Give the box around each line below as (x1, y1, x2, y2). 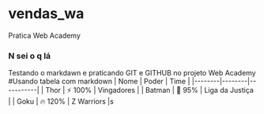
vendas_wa (8, 5, 85, 23)
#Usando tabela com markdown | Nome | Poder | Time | (8, 76, 190, 86)
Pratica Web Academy (8, 31, 81, 40)
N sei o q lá (8, 50, 51, 61)
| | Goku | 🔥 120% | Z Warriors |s (8, 97, 115, 106)
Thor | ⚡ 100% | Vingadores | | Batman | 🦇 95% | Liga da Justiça (45, 86, 255, 95)
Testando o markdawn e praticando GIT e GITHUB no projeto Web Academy (8, 68, 256, 78)
